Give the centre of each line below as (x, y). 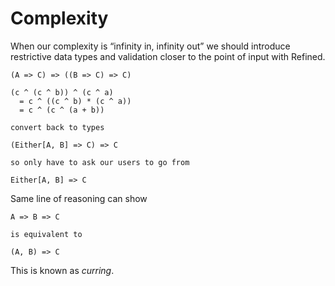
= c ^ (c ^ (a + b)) (62, 110)
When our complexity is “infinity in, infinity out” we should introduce (150, 46)
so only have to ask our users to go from (100, 162)
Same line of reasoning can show (79, 198)
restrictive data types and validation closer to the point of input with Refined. (168, 56)
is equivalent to (46, 234)
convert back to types (57, 127)
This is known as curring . (62, 270)
